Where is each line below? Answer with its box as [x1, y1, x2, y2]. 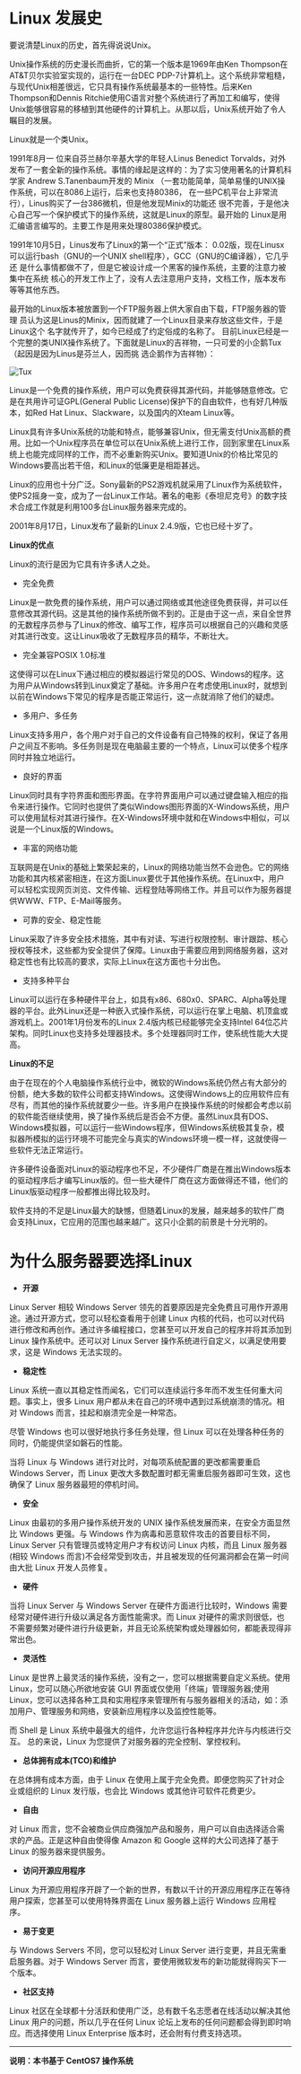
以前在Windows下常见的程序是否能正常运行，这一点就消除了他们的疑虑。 [9, 690, 279, 701]
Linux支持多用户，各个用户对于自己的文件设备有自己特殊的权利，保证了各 [9, 729, 280, 740]
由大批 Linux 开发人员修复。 [9, 1561, 113, 1572]
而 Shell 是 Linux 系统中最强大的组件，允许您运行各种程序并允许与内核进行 [9, 1725, 284, 1736]
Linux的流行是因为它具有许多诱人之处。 [9, 558, 155, 569]
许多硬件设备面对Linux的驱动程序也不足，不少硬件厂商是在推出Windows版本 [9, 1164, 291, 1174]
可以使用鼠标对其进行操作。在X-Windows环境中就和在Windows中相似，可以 [9, 812, 290, 822]
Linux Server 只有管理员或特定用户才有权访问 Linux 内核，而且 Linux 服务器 [9, 1539, 288, 1550]
